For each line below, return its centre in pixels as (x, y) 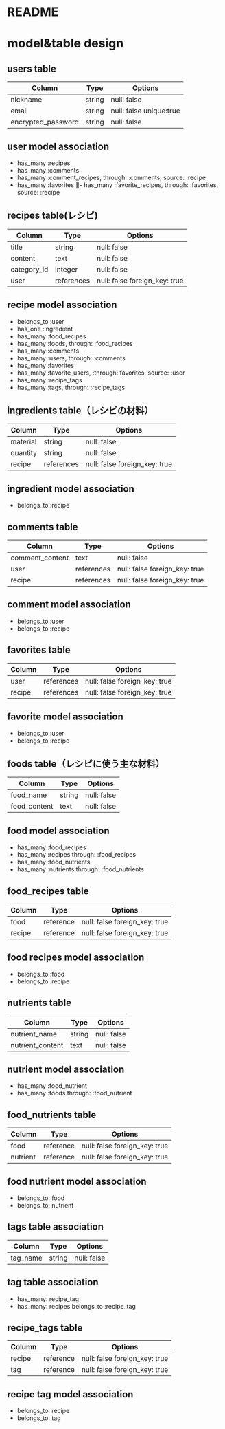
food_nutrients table (52, 1115)
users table (32, 68)
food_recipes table (48, 891)
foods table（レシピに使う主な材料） (86, 764)
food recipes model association (76, 958)
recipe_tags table (45, 1328)
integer (66, 269)
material (24, 442)
